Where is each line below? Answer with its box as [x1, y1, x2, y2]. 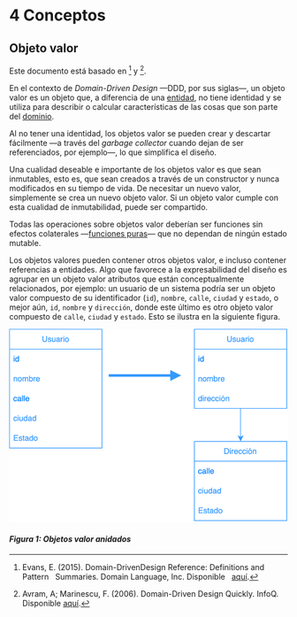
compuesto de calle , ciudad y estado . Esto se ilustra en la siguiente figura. [9, 311, 281, 321]
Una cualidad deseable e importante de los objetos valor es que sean [9, 164, 262, 174]
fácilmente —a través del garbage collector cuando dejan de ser [9, 137, 245, 148]
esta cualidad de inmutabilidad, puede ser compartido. [9, 201, 209, 212]
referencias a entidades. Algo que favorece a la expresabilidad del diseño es [9, 264, 287, 274]
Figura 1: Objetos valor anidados [9, 533, 132, 544]
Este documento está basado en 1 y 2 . [9, 64, 147, 76]
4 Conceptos [9, 5, 106, 26]
